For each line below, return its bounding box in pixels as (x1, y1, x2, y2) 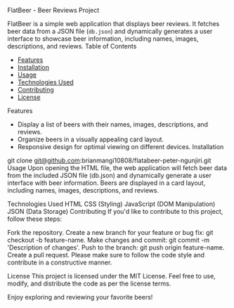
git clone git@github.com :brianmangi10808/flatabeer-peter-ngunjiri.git (7, 156, 212, 165)
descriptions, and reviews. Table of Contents (7, 42, 137, 50)
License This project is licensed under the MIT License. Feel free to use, (7, 272, 216, 280)
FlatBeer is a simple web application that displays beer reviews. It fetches (7, 20, 220, 27)
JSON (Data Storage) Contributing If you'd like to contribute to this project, (7, 207, 223, 215)
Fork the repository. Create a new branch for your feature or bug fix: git (7, 229, 214, 236)
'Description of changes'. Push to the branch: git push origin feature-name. (7, 243, 225, 252)
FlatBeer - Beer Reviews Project (7, 6, 100, 14)
